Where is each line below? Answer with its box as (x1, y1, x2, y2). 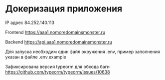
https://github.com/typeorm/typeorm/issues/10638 (5, 68, 110, 75)
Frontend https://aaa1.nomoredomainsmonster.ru (5, 29, 106, 35)
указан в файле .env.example (5, 53, 66, 60)
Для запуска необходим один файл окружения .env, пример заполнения (5, 48, 161, 54)
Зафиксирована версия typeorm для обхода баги (5, 63, 110, 69)
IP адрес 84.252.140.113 (5, 19, 55, 25)
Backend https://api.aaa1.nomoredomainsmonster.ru (5, 38, 113, 45)
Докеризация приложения (5, 3, 123, 14)
